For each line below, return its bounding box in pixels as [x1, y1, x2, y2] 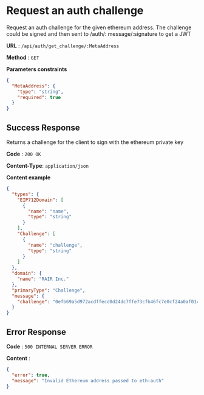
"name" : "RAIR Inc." [17, 276, 69, 282]
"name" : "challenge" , [28, 242, 83, 248]
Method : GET [6, 53, 39, 61]
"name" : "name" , [28, 208, 69, 215]
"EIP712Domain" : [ [17, 197, 64, 203]
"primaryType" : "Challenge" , [12, 287, 86, 294]
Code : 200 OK [6, 150, 41, 157]
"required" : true [17, 94, 61, 100]
